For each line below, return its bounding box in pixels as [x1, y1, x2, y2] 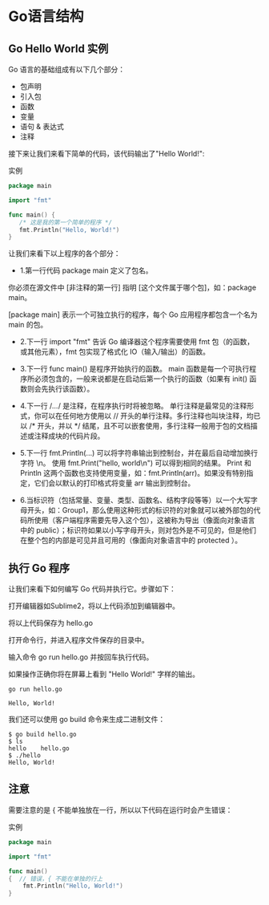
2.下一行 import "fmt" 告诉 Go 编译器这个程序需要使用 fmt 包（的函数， [19, 337, 255, 347]
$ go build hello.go [8, 731, 78, 739]
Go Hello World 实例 [8, 42, 109, 55]
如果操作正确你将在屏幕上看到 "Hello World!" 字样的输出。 [8, 669, 200, 679]
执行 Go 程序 [8, 561, 70, 574]
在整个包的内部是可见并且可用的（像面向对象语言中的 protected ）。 [19, 535, 243, 546]
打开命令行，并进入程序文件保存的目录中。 [8, 635, 149, 645]
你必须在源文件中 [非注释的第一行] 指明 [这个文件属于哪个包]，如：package [8, 282, 257, 293]
